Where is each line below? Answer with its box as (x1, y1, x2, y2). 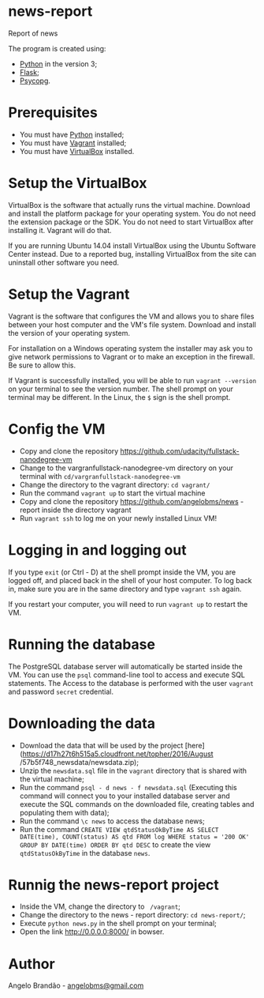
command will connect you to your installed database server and (19, 791, 230, 800)
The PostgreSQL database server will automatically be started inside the (8, 661, 243, 671)
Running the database (8, 635, 156, 653)
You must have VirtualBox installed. (19, 146, 135, 156)
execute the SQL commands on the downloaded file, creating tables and (19, 799, 255, 808)
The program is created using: (8, 43, 106, 53)
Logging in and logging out (8, 540, 187, 559)
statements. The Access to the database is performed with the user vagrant (8, 678, 254, 687)
